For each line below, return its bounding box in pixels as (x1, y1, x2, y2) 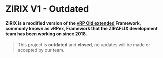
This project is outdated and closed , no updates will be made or (17, 42, 150, 48)
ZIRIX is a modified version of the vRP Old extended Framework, (5, 20, 141, 26)
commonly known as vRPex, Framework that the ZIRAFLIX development (5, 25, 158, 31)
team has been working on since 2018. (5, 31, 87, 37)
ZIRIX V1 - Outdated (5, 3, 89, 15)
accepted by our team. (17, 47, 65, 53)
